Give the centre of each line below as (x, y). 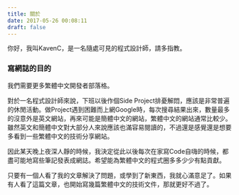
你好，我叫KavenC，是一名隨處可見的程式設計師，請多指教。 (97, 48)
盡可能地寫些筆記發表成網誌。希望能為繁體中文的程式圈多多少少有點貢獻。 (116, 160)
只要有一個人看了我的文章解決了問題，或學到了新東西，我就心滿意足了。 (113, 175)
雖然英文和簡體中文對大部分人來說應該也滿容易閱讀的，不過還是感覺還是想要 (119, 127)
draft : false (27, 27)
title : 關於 (24, 14)
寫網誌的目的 (30, 68)
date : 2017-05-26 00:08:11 (47, 21)
